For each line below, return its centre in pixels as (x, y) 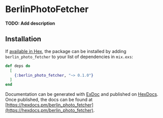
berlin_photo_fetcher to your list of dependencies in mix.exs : (69, 56)
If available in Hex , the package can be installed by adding (66, 51)
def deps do (18, 66)
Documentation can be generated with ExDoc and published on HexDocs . (82, 94)
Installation (23, 39)
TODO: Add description (30, 23)
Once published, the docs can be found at (49, 100)
